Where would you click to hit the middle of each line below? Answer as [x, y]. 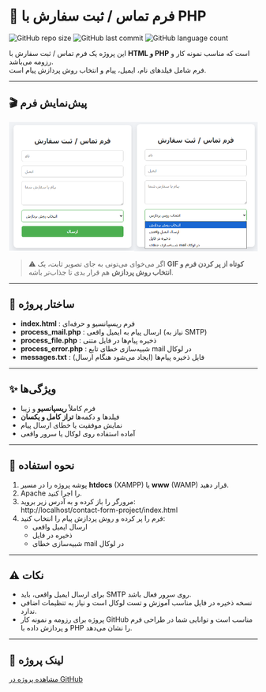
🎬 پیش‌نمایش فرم [48, 103]
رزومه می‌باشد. [31, 62]
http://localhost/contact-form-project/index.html [99, 510]
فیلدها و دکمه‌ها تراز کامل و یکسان [70, 417]
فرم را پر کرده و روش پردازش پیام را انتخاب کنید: [93, 518]
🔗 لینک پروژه [36, 660]
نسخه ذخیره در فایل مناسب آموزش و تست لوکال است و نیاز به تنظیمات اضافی [136, 603]
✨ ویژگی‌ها [32, 389]
